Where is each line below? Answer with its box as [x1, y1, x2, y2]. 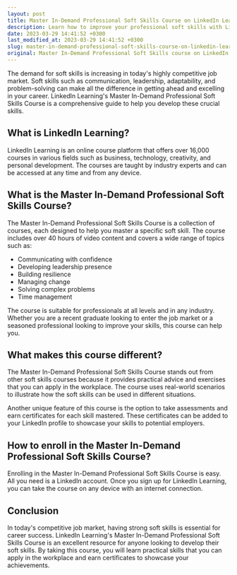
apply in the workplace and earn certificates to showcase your [7, 553, 189, 562]
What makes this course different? [7, 349, 163, 361]
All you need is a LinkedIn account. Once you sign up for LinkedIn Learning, [7, 477, 227, 485]
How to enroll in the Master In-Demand [7, 439, 181, 451]
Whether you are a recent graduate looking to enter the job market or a [7, 314, 214, 322]
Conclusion [7, 504, 59, 516]
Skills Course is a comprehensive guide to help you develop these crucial [7, 99, 220, 107]
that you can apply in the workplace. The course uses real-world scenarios [7, 383, 226, 391]
